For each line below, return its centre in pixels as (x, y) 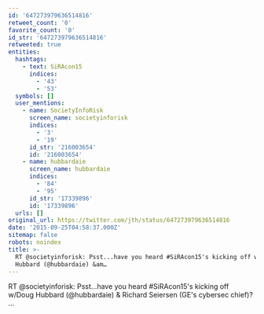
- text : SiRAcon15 (52, 67)
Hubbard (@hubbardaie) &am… (61, 264)
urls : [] (29, 213)
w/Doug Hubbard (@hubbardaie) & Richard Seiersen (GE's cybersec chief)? (131, 295)
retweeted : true (35, 45)
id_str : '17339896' (60, 198)
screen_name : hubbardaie (70, 169)
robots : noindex (35, 242)
